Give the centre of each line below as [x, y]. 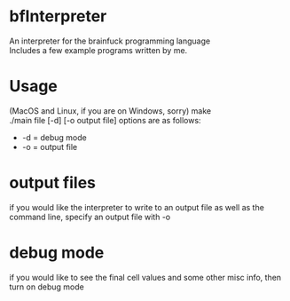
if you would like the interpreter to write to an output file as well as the [137, 207]
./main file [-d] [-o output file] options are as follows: [105, 120]
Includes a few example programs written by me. [98, 50]
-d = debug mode [54, 137]
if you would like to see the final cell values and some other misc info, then [145, 277]
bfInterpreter [58, 16]
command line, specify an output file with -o [90, 217]
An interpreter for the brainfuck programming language [110, 41]
